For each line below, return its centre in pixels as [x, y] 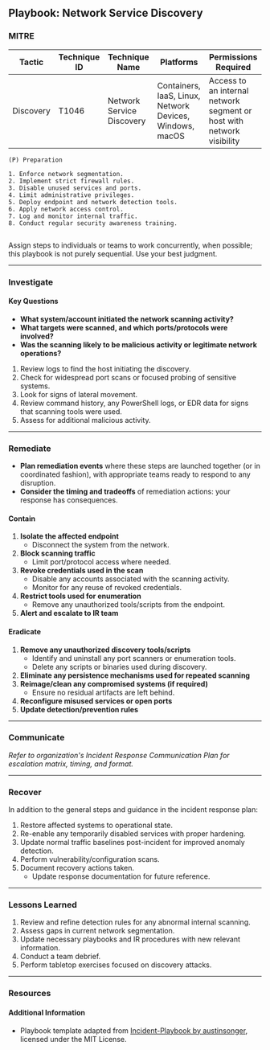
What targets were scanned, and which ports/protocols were [124, 327]
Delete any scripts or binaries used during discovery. [119, 667]
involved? [37, 336]
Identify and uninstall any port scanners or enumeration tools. [134, 658]
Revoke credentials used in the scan [82, 571]
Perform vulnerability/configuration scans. [90, 859]
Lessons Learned [43, 905]
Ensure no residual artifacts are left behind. [103, 692]
